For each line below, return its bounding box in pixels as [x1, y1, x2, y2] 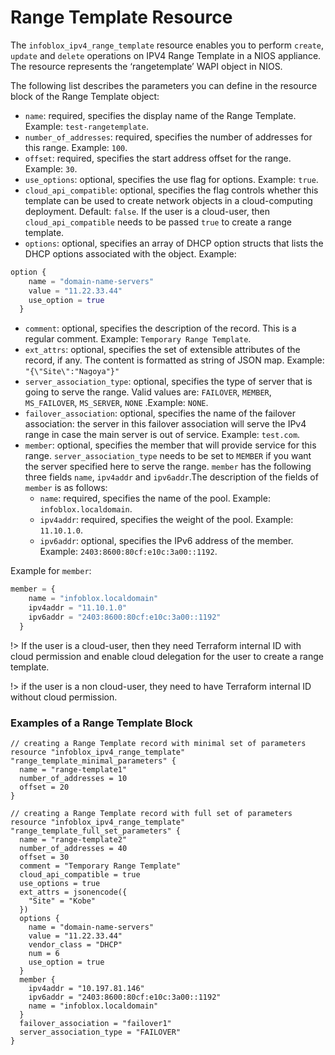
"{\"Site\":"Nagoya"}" [24, 367, 120, 377]
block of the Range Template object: [10, 90, 160, 102]
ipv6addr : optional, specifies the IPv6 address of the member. [39, 535, 294, 547]
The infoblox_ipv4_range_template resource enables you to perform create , [10, 39, 325, 51]
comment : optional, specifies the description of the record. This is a [24, 322, 297, 335]
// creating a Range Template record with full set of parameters [10, 808, 293, 818]
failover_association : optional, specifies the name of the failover [24, 407, 297, 420]
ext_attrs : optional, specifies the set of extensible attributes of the [24, 344, 301, 356]
